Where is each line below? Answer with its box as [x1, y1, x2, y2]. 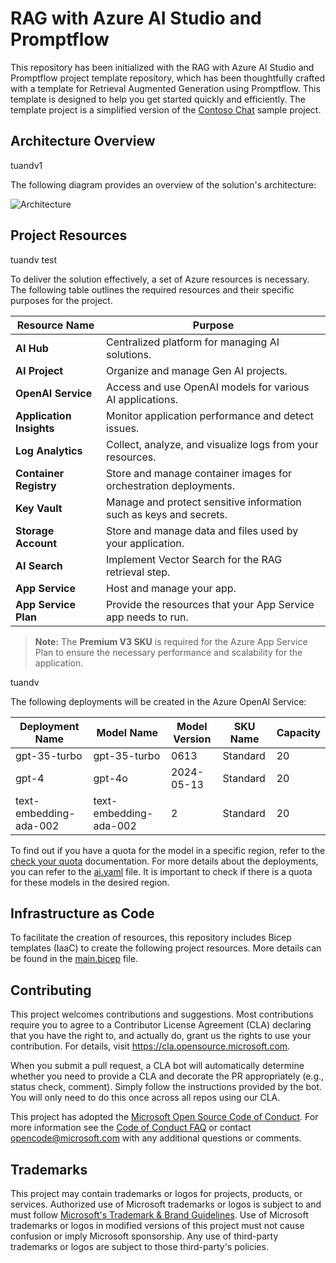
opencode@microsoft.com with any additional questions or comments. [10, 1132, 302, 1144]
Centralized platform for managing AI [105, 335, 280, 349]
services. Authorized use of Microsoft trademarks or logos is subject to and [10, 1198, 322, 1210]
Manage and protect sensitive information [105, 495, 302, 509]
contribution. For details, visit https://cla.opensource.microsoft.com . [10, 1040, 291, 1052]
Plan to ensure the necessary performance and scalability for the [34, 646, 303, 658]
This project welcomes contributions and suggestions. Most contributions [10, 1008, 314, 1021]
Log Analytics [15, 443, 83, 457]
